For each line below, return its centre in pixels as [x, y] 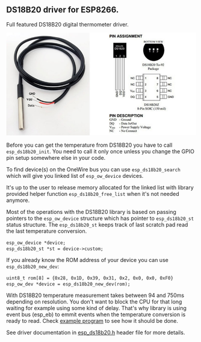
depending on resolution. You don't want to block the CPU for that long [94, 301]
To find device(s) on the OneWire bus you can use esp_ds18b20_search [93, 169]
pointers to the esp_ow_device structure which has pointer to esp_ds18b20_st [100, 218]
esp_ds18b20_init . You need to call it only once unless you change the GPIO [100, 151]
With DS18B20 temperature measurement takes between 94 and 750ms [95, 295]
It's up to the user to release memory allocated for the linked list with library [100, 187]
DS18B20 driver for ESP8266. [63, 10]
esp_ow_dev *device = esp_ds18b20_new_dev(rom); [68, 284]
